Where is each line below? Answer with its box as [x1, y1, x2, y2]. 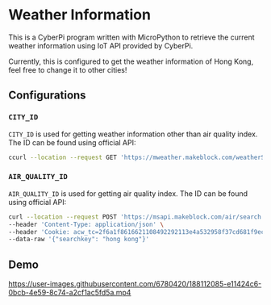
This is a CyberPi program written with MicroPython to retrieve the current [8, 32, 256, 42]
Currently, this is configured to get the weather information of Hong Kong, [8, 56, 254, 66]
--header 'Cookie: [8, 228, 70, 236]
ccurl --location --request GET [8, 153, 117, 161]
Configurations [8, 89, 86, 102]
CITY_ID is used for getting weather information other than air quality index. [8, 129, 258, 139]
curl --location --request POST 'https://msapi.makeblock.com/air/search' [8, 212, 265, 221]
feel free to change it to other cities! [8, 65, 127, 74]
